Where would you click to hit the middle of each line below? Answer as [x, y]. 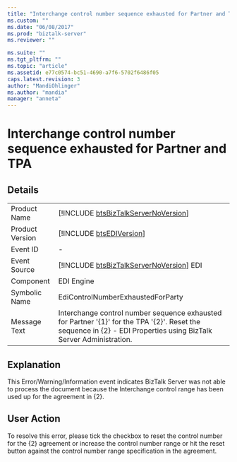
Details [23, 190]
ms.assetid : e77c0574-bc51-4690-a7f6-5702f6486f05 [83, 72]
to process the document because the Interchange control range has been [116, 389]
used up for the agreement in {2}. [56, 396]
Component [31, 281]
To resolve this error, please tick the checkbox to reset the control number [115, 436]
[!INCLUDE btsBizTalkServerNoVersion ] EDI [130, 266]
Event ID [25, 249]
